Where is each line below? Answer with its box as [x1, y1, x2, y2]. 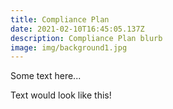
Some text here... [10, 70, 82, 82]
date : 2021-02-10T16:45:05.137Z [10, 24, 145, 34]
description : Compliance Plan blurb [10, 33, 163, 43]
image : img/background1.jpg [10, 42, 128, 53]
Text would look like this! [10, 89, 112, 101]
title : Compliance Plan [10, 14, 110, 25]
